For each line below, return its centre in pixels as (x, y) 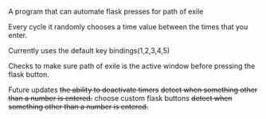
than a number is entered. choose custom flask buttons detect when (120, 98)
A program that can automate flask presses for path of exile (106, 12)
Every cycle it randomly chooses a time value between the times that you (128, 27)
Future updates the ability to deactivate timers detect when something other (133, 90)
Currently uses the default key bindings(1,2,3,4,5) (89, 50)
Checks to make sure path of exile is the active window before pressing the (132, 66)
